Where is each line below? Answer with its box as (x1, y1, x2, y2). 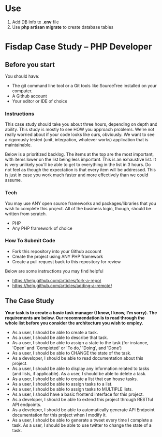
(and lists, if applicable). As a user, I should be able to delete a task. (12, 370, 147, 376)
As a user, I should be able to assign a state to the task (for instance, (12, 339, 148, 345)
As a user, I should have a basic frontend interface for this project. (12, 391, 144, 397)
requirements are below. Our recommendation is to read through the (5, 315, 145, 320)
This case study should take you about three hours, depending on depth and (5, 121, 158, 127)
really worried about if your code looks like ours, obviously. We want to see (5, 132, 155, 137)
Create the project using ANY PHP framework (12, 253, 103, 259)
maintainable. (5, 142, 32, 148)
